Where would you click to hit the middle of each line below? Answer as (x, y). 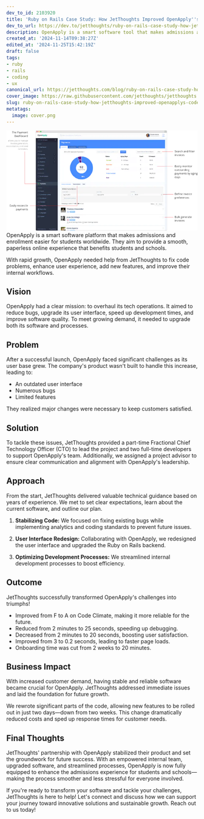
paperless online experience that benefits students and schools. (87, 248)
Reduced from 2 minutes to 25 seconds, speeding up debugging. (97, 628)
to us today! (21, 810)
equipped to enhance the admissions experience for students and (89, 772)
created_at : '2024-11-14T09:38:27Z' (53, 39)
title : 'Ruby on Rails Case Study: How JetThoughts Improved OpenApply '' (102, 19)
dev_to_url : (21, 26)
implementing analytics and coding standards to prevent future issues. (103, 527)
